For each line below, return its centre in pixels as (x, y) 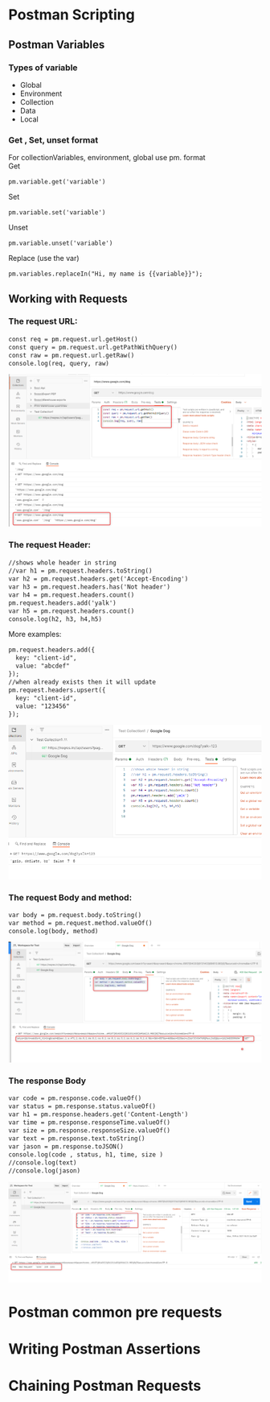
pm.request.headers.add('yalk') (62, 603)
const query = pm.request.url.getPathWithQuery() (93, 347)
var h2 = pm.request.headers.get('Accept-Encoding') (98, 579)
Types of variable (43, 68)
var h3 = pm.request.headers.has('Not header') (90, 587)
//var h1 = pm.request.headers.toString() (80, 571)
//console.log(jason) (45, 1171)
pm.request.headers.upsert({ (57, 690)
